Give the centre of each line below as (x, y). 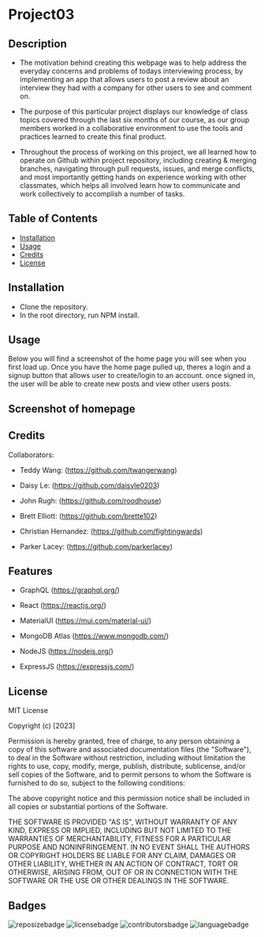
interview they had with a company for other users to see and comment (136, 88)
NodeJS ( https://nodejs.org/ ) (67, 651)
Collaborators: (31, 455)
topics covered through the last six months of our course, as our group (134, 120)
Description (37, 44)
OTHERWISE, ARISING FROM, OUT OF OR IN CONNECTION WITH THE (123, 872)
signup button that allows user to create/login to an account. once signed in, (132, 376)
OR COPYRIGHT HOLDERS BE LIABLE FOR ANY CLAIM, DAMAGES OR (122, 856)
